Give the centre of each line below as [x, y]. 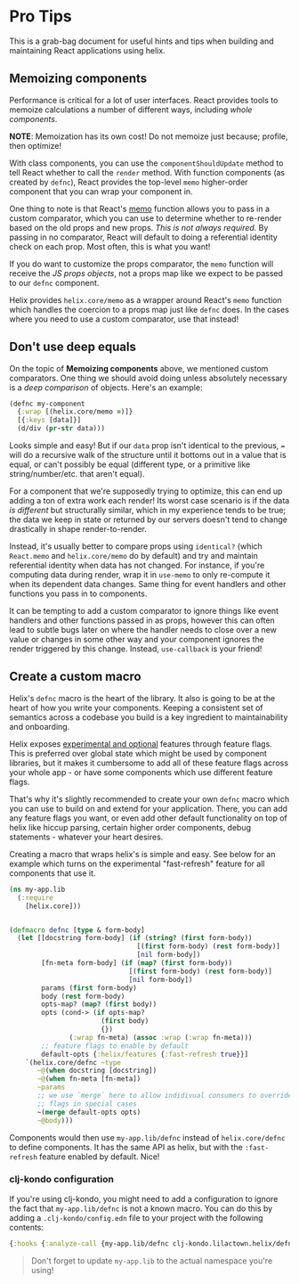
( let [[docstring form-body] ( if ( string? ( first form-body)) [135, 938]
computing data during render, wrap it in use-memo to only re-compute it [140, 575]
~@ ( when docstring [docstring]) [97, 1071]
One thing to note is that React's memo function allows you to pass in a [139, 209]
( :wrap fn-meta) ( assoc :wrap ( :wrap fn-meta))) [161, 1037]
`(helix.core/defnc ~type [73, 1062]
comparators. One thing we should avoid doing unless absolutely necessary [148, 378]
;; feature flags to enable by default [115, 1046]
